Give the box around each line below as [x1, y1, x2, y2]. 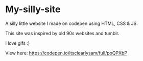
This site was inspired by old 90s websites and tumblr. [5, 30, 120, 36]
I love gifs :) [5, 40, 30, 46]
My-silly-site [5, 4, 61, 15]
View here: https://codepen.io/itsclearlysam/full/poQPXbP [5, 50, 128, 56]
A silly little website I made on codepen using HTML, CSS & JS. [5, 20, 138, 26]
